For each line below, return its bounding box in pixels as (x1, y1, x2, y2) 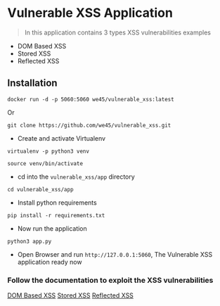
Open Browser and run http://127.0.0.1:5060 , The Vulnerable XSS (17, 250, 213, 258)
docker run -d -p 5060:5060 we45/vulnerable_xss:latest (7, 96, 174, 103)
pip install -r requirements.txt (7, 212, 105, 219)
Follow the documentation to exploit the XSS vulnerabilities (7, 275, 214, 285)
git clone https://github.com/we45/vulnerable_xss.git (7, 122, 172, 129)
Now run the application (17, 224, 88, 233)
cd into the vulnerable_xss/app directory (17, 172, 135, 181)
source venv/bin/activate (7, 160, 83, 167)
